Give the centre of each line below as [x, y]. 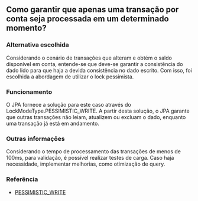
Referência [22, 179]
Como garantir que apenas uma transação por [92, 10]
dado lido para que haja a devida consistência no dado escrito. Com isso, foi [99, 70]
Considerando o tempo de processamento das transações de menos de [94, 151]
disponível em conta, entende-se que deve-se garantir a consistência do [95, 64]
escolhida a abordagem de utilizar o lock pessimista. [70, 77]
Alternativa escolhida [38, 45]
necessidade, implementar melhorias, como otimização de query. [86, 164]
